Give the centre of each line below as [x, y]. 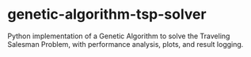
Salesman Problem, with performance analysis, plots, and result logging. [125, 44]
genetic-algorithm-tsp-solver [107, 14]
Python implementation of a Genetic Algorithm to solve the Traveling [119, 36]
